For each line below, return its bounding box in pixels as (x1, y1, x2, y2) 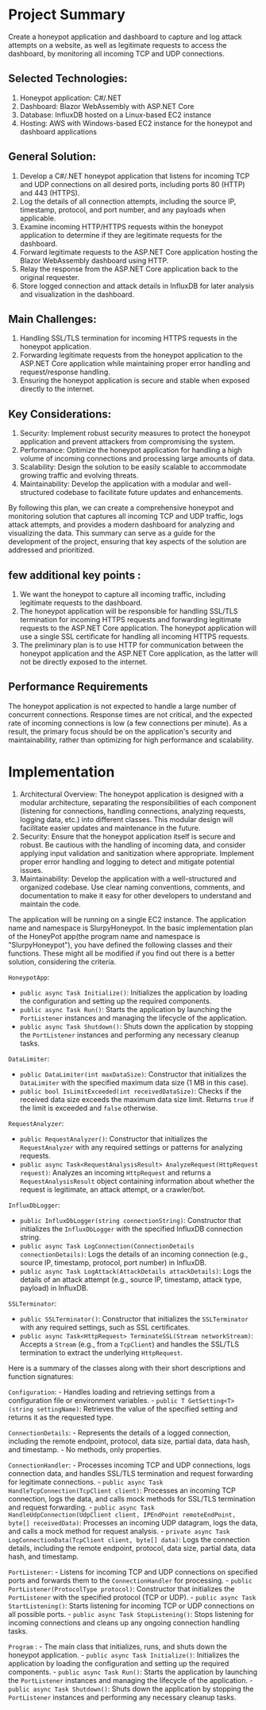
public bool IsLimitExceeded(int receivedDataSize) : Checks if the (19, 1086, 242, 1096)
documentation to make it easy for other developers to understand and (19, 890, 252, 900)
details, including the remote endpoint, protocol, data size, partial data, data (8, 1543, 256, 1552)
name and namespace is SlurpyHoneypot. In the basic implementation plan (8, 923, 254, 933)
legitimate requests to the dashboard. (19, 598, 143, 607)
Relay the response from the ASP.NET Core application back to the (19, 264, 238, 274)
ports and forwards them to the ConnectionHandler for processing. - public (8, 1576, 253, 1585)
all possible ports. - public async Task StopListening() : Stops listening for (8, 1609, 254, 1618)
